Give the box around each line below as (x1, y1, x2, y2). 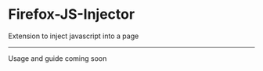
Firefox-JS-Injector (8, 5, 135, 23)
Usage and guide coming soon (8, 53, 107, 63)
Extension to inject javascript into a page (8, 31, 139, 41)
